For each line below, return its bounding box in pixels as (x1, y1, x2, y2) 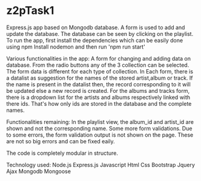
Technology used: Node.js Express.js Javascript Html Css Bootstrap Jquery (6, 161, 196, 168)
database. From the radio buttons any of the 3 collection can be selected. (6, 61, 189, 69)
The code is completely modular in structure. (6, 149, 119, 157)
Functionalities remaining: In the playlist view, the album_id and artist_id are (6, 118, 194, 125)
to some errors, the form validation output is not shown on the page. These (6, 131, 194, 138)
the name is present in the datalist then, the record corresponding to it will (6, 80, 191, 88)
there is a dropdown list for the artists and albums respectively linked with (6, 94, 191, 101)
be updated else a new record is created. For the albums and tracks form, (6, 87, 189, 94)
